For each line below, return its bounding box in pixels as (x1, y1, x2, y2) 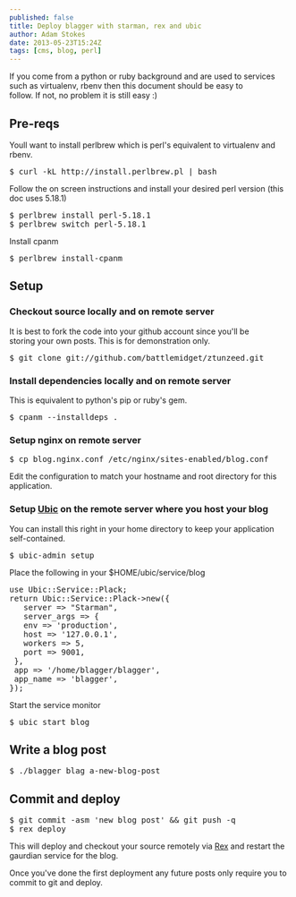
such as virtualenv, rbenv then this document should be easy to (9, 81, 243, 91)
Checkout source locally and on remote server (9, 305, 215, 318)
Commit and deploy (9, 791, 121, 807)
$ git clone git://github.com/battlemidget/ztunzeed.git (9, 353, 265, 363)
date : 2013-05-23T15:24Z (9, 38, 102, 47)
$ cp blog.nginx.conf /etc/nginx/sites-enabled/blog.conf (9, 454, 269, 465)
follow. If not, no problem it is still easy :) (9, 90, 158, 101)
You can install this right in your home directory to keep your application (9, 523, 275, 534)
